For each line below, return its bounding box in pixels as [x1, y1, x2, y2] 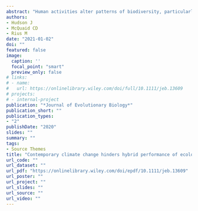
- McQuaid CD [6, 25, 38, 31]
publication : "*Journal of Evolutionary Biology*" [6, 102, 133, 108]
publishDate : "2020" [6, 124, 57, 130]
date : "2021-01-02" [6, 36, 54, 42]
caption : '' [11, 58, 41, 64]
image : [6, 53, 22, 59]
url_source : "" [6, 190, 44, 196]
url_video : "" [6, 196, 41, 202]
